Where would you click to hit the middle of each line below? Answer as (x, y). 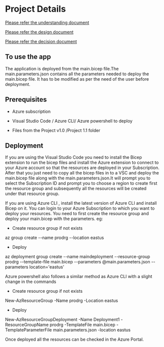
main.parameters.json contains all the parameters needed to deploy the (77, 74)
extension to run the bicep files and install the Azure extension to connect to (82, 163)
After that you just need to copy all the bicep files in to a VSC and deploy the (82, 173)
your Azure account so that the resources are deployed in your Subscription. (82, 168)
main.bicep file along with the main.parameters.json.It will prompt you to (78, 178)
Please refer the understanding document (47, 22)
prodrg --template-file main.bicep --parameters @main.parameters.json (78, 262)
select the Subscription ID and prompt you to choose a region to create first (81, 183)
